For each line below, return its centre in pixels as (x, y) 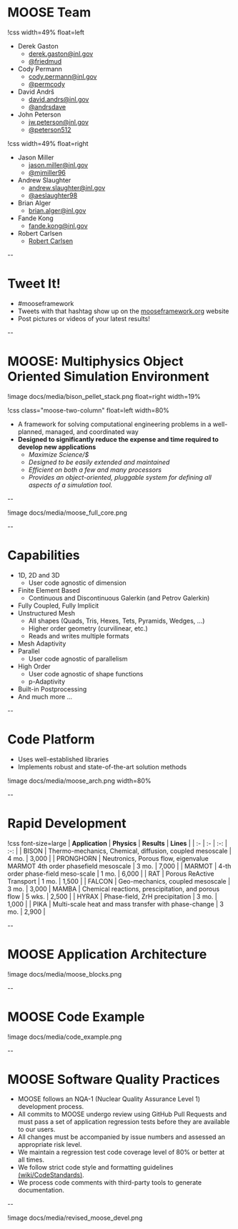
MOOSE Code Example (76, 1017)
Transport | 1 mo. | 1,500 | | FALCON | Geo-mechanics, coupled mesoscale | (119, 881)
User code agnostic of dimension (77, 583)
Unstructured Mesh (46, 613)
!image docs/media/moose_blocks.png (65, 974)
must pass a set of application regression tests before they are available (124, 1122)
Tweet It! (34, 284)
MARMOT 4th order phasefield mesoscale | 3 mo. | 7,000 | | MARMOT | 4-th (119, 866)
